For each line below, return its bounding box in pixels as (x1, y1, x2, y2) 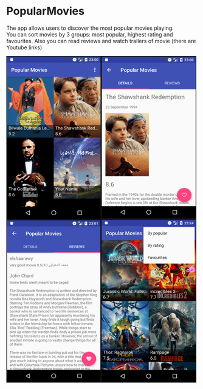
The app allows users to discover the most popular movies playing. (6, 24, 174, 32)
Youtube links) (6, 44, 43, 51)
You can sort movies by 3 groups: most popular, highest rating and (6, 30, 173, 38)
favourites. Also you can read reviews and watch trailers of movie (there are (6, 37, 196, 44)
